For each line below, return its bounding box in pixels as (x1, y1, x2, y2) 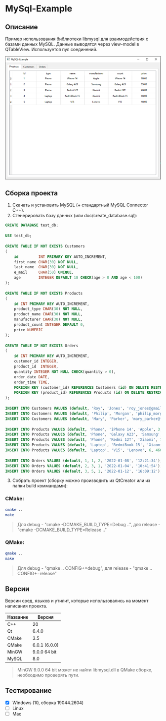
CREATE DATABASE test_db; (5, 223, 58, 228)
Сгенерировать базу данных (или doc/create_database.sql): (12, 213, 137, 219)
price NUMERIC (14, 327, 43, 332)
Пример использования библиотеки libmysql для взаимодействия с (5, 36, 149, 42)
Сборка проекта (5, 189, 58, 197)
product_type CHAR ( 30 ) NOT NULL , (14, 306, 83, 311)
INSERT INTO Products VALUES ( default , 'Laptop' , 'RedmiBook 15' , (5, 442, 145, 448)
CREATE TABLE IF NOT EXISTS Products (5, 291, 83, 296)
